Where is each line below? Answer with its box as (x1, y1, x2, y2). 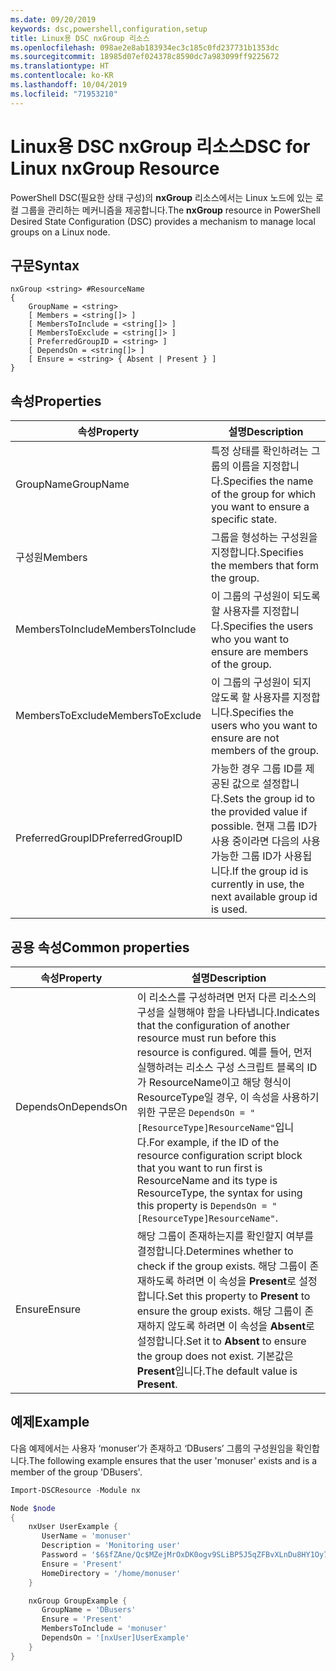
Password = (41, 1550, 87, 1560)
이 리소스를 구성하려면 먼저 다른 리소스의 (136, 991, 317, 1004)
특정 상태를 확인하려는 (210, 444, 309, 458)
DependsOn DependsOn (15, 1100, 128, 1113)
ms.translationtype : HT (10, 61, 110, 71)
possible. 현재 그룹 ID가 (210, 819, 318, 833)
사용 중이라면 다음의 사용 (210, 834, 321, 848)
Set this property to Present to (167, 1289, 311, 1303)
